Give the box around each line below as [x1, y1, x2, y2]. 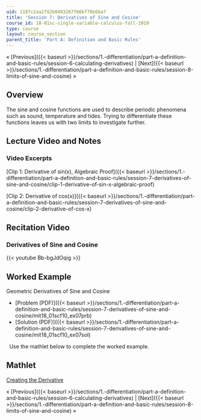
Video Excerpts [6, 154, 52, 162]
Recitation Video [6, 222, 70, 232]
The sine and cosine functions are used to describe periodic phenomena [6, 106, 187, 113]
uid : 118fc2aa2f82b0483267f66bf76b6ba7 [6, 8, 107, 15]
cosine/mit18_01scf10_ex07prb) [14, 312, 92, 319]
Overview [6, 90, 44, 100]
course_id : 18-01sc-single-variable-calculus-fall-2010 [6, 20, 149, 26]
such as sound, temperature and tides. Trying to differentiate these [6, 112, 172, 119]
